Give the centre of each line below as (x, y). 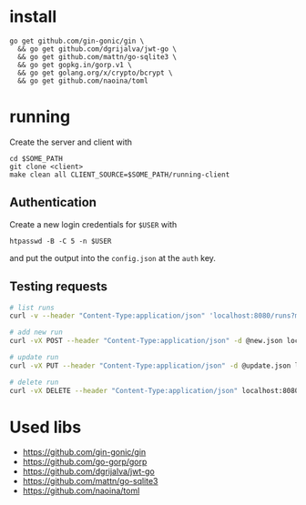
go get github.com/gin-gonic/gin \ (77, 41)
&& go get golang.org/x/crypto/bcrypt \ (95, 73)
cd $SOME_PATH (36, 158)
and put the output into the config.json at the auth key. (113, 258)
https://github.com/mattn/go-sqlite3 (90, 481)
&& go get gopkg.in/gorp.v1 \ (75, 65)
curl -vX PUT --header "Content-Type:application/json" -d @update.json (150, 366)
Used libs (46, 427)
